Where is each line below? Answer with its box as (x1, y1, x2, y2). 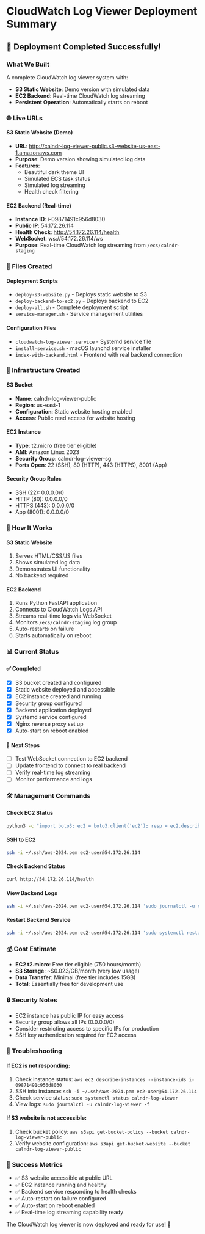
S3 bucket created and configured (15, 679, 102, 686)
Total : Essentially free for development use (15, 980, 124, 988)
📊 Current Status (6, 648, 59, 656)
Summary (6, 17, 57, 31)
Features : (15, 162, 40, 169)
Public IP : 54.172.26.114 (15, 222, 74, 230)
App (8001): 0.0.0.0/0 (15, 508, 69, 516)
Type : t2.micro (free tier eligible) (15, 442, 97, 449)
